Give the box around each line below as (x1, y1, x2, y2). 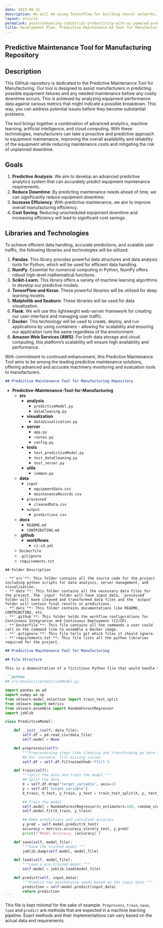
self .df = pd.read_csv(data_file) (22, 732, 92, 737)
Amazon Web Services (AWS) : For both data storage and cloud (12, 334, 140, 339)
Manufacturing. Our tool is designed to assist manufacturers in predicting (5, 86, 151, 91)
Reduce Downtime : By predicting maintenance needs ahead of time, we (12, 189, 157, 195)
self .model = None (22, 737, 60, 742)
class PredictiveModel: (5, 719, 53, 724)
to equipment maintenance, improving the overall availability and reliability (5, 136, 153, 142)
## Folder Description (5, 567, 51, 572)
